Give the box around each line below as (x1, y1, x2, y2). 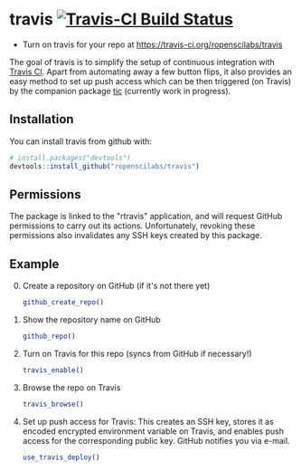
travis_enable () (22, 365, 84, 375)
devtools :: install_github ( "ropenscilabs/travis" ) (9, 161, 201, 171)
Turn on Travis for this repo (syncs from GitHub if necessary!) (22, 348, 252, 359)
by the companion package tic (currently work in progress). (9, 85, 231, 96)
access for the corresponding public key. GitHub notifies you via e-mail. (22, 435, 291, 446)
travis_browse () (22, 399, 84, 409)
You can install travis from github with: (9, 136, 152, 147)
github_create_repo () (22, 298, 104, 307)
